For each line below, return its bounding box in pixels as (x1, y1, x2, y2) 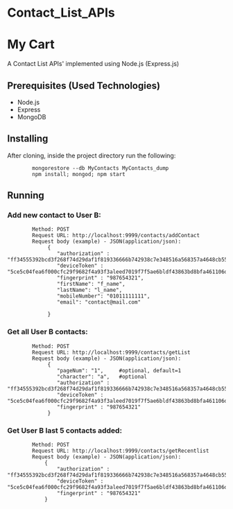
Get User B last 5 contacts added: (7, 425, 123, 435)
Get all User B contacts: (7, 327, 88, 337)
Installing (7, 133, 49, 145)
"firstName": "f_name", (56, 281, 126, 288)
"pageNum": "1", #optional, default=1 (56, 367, 182, 374)
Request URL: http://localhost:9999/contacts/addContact (32, 232, 200, 239)
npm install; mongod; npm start (32, 171, 126, 178)
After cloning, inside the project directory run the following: (7, 151, 176, 159)
